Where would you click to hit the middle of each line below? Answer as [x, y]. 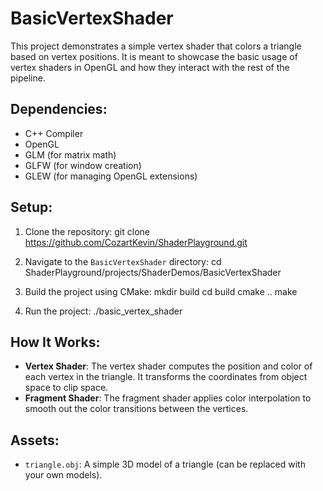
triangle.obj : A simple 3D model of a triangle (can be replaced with [165, 464]
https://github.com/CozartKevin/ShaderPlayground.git [136, 242]
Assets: [35, 440]
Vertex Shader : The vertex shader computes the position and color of [168, 366]
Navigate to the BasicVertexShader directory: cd [123, 261]
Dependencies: [59, 109]
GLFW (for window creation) [83, 165]
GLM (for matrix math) [70, 154]
